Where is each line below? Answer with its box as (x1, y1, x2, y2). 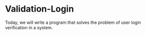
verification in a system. (5, 24, 53, 30)
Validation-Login (5, 3, 74, 15)
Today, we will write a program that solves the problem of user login (5, 19, 141, 25)
